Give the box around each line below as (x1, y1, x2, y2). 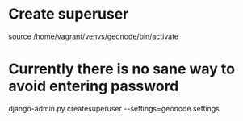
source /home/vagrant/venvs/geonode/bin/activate (8, 31, 179, 41)
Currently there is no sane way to (8, 60, 236, 78)
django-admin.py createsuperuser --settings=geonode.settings (8, 103, 220, 113)
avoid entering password (8, 77, 179, 95)
